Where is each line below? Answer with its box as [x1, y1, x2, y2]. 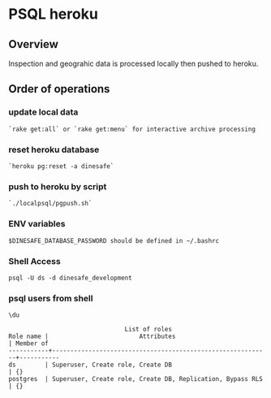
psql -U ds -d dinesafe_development [8, 274, 132, 282]
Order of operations [8, 82, 110, 96]
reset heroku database [8, 144, 100, 155]
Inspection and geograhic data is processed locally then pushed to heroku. [8, 58, 259, 68]
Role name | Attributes [8, 332, 176, 341]
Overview [8, 37, 59, 51]
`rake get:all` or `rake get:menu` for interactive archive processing [8, 125, 256, 133]
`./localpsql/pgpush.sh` [8, 200, 92, 208]
